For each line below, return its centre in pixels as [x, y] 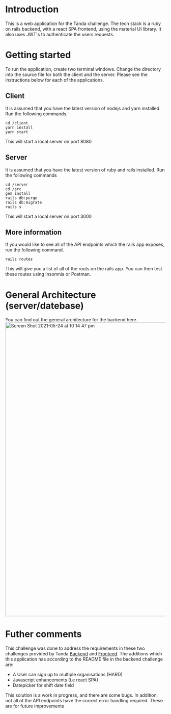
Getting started [38, 55]
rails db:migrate [24, 202]
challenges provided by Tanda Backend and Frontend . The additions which [84, 654]
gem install [18, 193]
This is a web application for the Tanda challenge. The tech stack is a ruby [83, 23]
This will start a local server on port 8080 [48, 141]
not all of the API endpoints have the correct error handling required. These [84, 701]
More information [34, 232]
